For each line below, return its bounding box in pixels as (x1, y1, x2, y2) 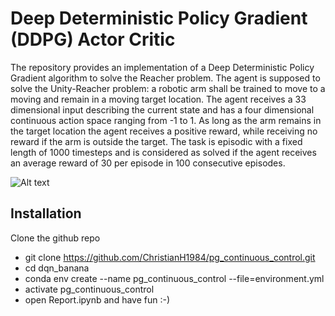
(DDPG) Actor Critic (10, 28, 176, 51)
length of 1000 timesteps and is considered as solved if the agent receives (10, 146, 317, 158)
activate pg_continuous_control (24, 283, 155, 295)
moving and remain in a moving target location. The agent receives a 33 (10, 93, 307, 105)
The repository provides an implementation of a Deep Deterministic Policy (10, 61, 315, 73)
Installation (10, 205, 82, 222)
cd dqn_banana (24, 262, 90, 274)
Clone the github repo (10, 232, 101, 244)
